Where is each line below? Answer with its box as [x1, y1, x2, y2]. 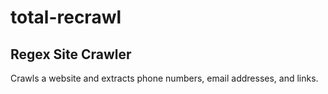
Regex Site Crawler [10, 46, 132, 63]
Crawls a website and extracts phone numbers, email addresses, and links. [10, 72, 319, 84]
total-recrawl [10, 6, 122, 29]
